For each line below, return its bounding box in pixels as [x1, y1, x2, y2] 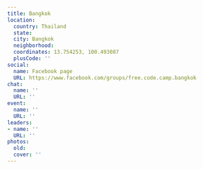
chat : [7, 81, 23, 88]
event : [7, 100, 26, 107]
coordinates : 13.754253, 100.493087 [13, 49, 119, 56]
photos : [7, 139, 30, 146]
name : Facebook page [13, 68, 73, 74]
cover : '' [13, 151, 42, 159]
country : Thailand [13, 23, 67, 30]
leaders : [7, 119, 33, 126]
